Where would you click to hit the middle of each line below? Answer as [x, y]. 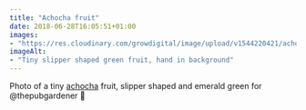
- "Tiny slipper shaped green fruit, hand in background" [122, 60]
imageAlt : [28, 52]
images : [24, 35]
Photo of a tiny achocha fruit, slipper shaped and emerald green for [136, 86]
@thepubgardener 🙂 [48, 95]
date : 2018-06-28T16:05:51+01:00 [73, 26]
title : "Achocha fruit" [55, 18]
